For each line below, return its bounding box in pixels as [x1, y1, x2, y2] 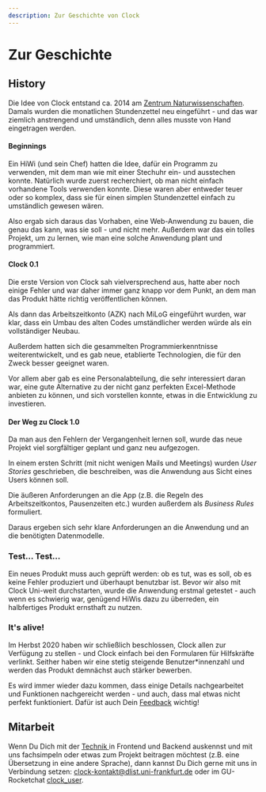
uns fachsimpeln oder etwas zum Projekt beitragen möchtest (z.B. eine [8, 749, 240, 760]
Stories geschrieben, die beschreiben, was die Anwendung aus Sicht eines [8, 467, 253, 476]
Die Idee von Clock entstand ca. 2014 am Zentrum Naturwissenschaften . [8, 98, 245, 108]
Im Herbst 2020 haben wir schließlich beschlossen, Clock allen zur [8, 640, 226, 650]
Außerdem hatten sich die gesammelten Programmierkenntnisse [8, 342, 218, 351]
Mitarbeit [8, 721, 55, 734]
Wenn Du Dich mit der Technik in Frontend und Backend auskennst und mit [8, 741, 253, 751]
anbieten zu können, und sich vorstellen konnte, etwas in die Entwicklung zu [8, 391, 257, 400]
